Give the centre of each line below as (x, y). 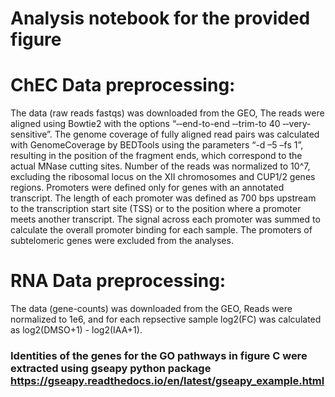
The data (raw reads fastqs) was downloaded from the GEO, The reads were (167, 113)
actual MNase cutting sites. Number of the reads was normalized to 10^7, (160, 166)
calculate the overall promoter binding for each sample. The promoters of (161, 230)
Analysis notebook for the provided (160, 18)
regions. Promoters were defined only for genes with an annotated (147, 188)
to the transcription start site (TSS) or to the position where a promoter (156, 209)
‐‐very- (297, 124)
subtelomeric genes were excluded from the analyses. (122, 241)
